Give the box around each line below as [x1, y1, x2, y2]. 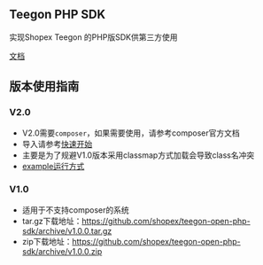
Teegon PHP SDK [9, 7, 106, 22]
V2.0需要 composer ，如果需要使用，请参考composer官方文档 [21, 128, 241, 138]
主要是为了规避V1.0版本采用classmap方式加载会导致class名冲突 [21, 150, 255, 160]
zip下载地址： [21, 236, 73, 246]
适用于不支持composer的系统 [21, 204, 130, 215]
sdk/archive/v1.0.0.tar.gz [21, 225, 112, 236]
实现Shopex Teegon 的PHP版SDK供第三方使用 [9, 31, 178, 43]
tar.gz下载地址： [21, 215, 82, 226]
